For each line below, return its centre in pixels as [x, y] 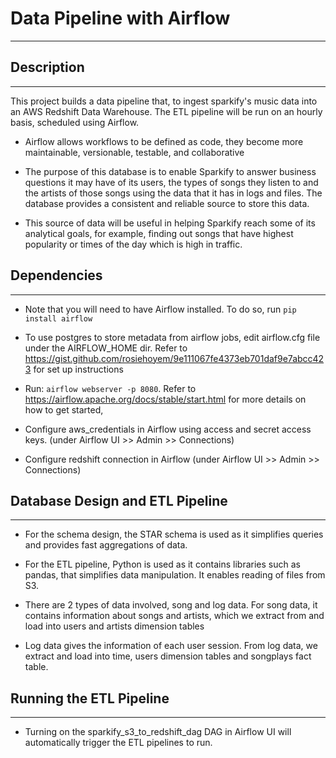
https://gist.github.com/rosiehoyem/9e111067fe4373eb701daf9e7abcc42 [174, 358]
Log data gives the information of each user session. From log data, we [171, 646]
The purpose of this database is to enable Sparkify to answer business [170, 171]
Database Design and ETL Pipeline [119, 500]
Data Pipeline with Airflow [120, 18]
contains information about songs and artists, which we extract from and [174, 616]
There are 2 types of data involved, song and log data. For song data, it [171, 605]
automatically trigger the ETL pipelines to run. [118, 743]
